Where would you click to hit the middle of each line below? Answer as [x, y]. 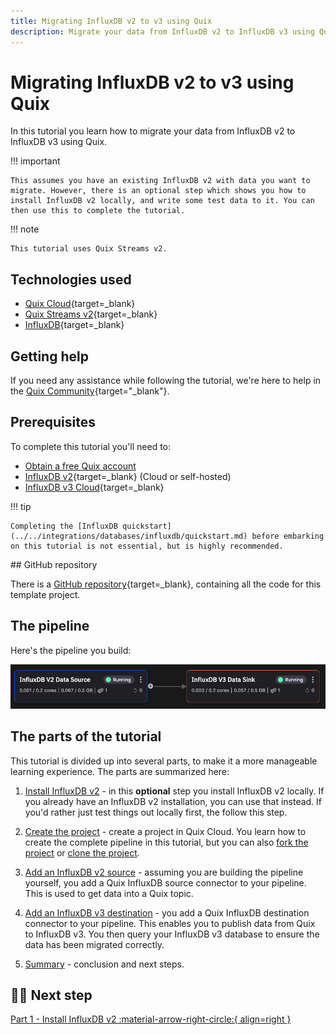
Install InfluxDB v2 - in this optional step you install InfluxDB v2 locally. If [174, 791]
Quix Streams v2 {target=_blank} [91, 314]
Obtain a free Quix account [80, 466]
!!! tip [21, 506]
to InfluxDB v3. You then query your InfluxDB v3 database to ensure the [172, 934]
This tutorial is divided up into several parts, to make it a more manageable [164, 761]
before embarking [288, 536]
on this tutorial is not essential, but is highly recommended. [147, 546]
